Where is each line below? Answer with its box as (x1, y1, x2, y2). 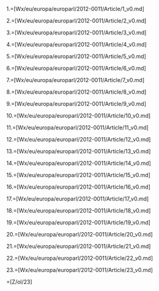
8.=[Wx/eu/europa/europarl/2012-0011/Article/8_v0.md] (6, 88, 147, 96)
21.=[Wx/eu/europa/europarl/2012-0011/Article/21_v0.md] (6, 243, 151, 250)
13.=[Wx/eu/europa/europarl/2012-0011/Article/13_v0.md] (6, 148, 151, 155)
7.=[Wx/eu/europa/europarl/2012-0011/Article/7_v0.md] (6, 77, 145, 83)
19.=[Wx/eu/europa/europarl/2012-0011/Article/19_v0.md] (6, 219, 151, 226)
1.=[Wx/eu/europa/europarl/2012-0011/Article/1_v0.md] (6, 6, 145, 12)
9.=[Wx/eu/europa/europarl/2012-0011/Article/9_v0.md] (6, 100, 147, 107)
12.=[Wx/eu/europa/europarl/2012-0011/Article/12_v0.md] (6, 136, 151, 143)
